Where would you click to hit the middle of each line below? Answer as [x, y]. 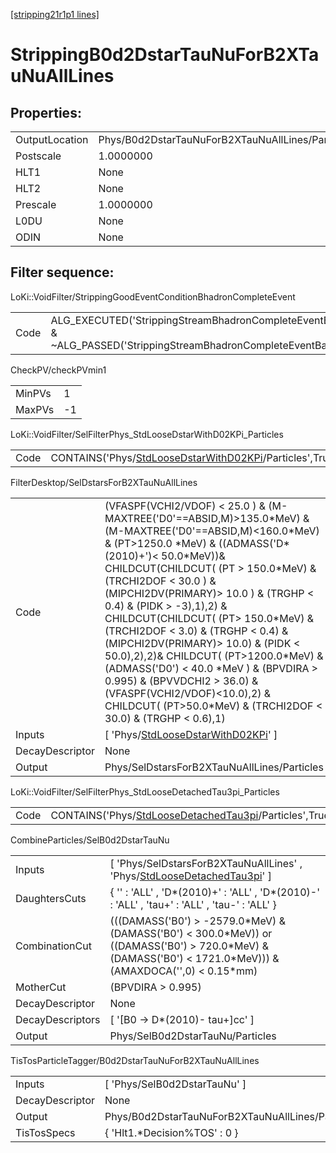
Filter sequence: [62, 272]
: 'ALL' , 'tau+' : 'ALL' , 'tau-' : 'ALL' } [193, 904]
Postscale [38, 156]
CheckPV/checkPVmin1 [58, 370]
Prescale [36, 204]
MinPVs [33, 393]
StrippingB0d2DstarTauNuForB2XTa [165, 55]
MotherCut [41, 987]
